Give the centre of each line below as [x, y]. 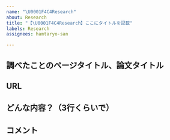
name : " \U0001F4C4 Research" [41, 12]
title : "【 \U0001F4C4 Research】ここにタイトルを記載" [70, 23]
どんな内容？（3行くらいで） [60, 108]
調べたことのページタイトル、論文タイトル [85, 65]
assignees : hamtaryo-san [37, 34]
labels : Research [28, 29]
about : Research [26, 17]
